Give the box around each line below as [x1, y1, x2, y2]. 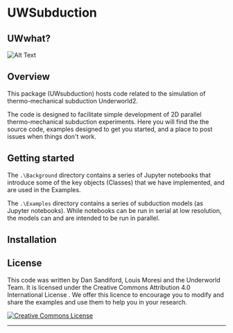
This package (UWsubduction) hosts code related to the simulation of [7, 89, 206, 98]
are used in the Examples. [7, 185, 81, 194]
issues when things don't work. [7, 132, 97, 140]
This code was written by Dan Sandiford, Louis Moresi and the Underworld [7, 275, 221, 284]
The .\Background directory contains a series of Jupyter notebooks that [7, 171, 212, 179]
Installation [7, 234, 57, 246]
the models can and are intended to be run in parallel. [7, 214, 160, 222]
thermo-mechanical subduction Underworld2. [7, 96, 139, 105]
